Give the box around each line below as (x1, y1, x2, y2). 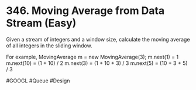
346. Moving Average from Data (6, 4, 165, 18)
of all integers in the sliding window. (6, 42, 92, 49)
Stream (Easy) (6, 16, 77, 30)
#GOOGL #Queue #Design (6, 77, 70, 84)
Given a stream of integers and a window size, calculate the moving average (6, 36, 190, 43)
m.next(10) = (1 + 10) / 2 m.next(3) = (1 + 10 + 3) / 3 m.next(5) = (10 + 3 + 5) (6, 60, 188, 67)
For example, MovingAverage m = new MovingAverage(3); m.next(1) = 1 (6, 53, 179, 60)
